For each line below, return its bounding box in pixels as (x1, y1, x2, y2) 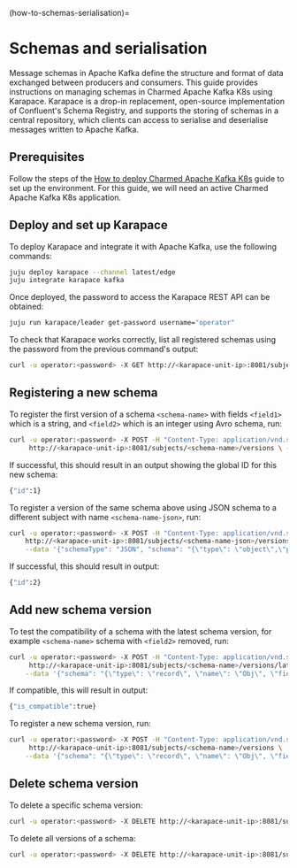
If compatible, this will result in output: (9, 685, 148, 695)
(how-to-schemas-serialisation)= (9, 8, 130, 18)
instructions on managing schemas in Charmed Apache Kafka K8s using (9, 86, 273, 96)
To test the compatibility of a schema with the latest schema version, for (9, 626, 272, 636)
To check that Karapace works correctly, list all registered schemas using (9, 334, 277, 345)
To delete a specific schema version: (9, 800, 143, 810)
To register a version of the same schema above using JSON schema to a (9, 502, 277, 512)
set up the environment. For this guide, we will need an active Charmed (9, 182, 269, 193)
